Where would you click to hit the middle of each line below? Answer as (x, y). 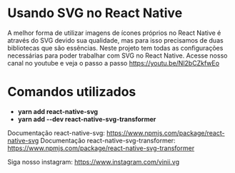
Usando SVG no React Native (95, 13)
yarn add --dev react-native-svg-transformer (87, 119)
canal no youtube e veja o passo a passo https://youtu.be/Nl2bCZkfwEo (114, 63)
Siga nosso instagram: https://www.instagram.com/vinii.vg (94, 162)
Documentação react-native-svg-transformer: (108, 140)
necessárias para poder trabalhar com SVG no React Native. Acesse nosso (117, 56)
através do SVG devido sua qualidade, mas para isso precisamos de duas (115, 40)
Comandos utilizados (72, 92)
